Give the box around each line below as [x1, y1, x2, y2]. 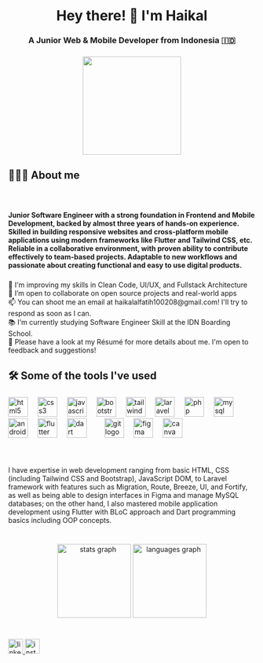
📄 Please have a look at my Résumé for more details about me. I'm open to [8, 337, 249, 346]
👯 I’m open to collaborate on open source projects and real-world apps [8, 288, 237, 297]
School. [8, 329, 33, 338]
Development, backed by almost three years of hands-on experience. [8, 219, 239, 228]
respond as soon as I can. [8, 308, 92, 318]
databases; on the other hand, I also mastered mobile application [8, 499, 218, 509]
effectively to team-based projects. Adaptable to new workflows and [8, 252, 238, 261]
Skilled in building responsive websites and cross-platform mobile [8, 227, 229, 236]
